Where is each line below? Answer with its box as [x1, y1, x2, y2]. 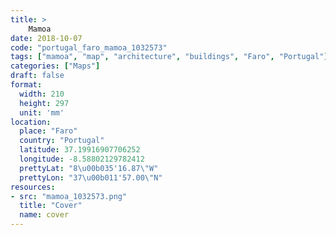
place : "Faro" [19, 126, 78, 136]
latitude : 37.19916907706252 [19, 145, 141, 155]
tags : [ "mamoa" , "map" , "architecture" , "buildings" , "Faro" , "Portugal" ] [10, 52, 329, 62]
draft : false [10, 71, 65, 81]
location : [10, 117, 52, 127]
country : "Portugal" [19, 136, 105, 146]
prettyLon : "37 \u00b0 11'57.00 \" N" [19, 172, 163, 183]
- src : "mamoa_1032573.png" [10, 191, 128, 201]
